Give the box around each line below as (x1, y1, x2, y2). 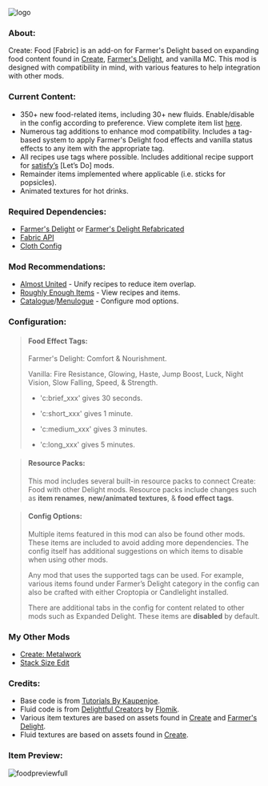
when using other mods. (27, 555, 109, 564)
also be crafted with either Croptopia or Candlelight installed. (27, 587, 230, 596)
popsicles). (19, 177, 58, 187)
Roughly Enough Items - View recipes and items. (19, 288, 181, 298)
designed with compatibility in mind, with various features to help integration (8, 62, 261, 72)
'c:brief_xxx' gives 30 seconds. (39, 393, 143, 403)
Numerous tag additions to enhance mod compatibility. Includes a (19, 126, 238, 136)
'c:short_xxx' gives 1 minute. (39, 409, 134, 419)
